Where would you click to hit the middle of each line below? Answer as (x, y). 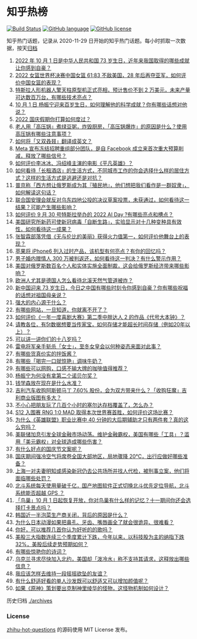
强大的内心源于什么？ (41, 302)
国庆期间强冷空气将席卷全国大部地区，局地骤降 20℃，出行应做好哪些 (99, 456)
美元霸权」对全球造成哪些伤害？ (64, 441)
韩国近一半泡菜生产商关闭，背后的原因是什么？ (71, 515)
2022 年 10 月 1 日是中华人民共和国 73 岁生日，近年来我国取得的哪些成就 (102, 60)
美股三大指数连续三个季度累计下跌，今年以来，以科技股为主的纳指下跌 (100, 536)
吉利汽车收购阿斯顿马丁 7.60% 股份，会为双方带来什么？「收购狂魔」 (98, 390)
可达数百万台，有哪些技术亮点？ (53, 97)
